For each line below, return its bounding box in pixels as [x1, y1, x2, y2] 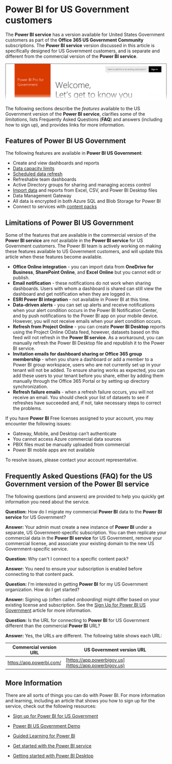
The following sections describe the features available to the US [5, 105, 141, 111]
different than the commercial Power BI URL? [5, 623, 101, 629]
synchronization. [12, 383, 48, 390]
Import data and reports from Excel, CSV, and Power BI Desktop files [12, 187, 158, 193]
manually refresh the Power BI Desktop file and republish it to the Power [12, 340, 165, 346]
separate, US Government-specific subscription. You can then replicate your [5, 529, 167, 536]
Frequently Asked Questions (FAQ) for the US [5, 471, 153, 480]
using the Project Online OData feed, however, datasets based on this [12, 329, 160, 335]
